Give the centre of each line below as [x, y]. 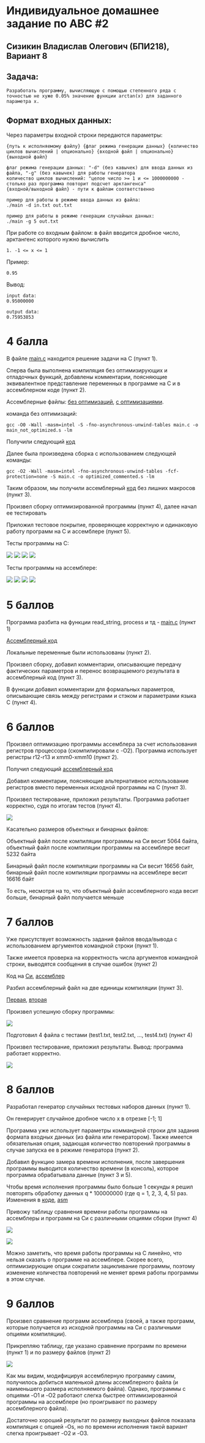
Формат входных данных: [59, 120]
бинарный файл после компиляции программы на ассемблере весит [97, 873]
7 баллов [30, 922]
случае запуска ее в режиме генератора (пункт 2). [73, 1150]
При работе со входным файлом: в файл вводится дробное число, [93, 233]
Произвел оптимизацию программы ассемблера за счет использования [102, 744]
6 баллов [31, 727]
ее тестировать [27, 513]
